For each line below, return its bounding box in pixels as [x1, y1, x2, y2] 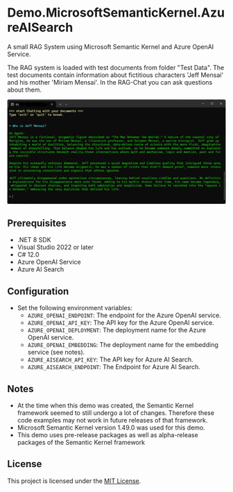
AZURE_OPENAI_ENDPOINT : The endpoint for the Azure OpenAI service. [27, 311, 222, 320]
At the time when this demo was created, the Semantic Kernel [17, 401, 194, 410]
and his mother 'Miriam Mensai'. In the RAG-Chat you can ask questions [7, 78, 213, 86]
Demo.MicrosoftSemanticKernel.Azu [7, 5, 225, 21]
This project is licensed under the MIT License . [7, 477, 141, 485]
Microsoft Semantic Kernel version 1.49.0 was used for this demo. [17, 423, 206, 432]
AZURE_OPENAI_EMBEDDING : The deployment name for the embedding [27, 341, 218, 349]
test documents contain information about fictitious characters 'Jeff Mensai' [7, 71, 224, 79]
